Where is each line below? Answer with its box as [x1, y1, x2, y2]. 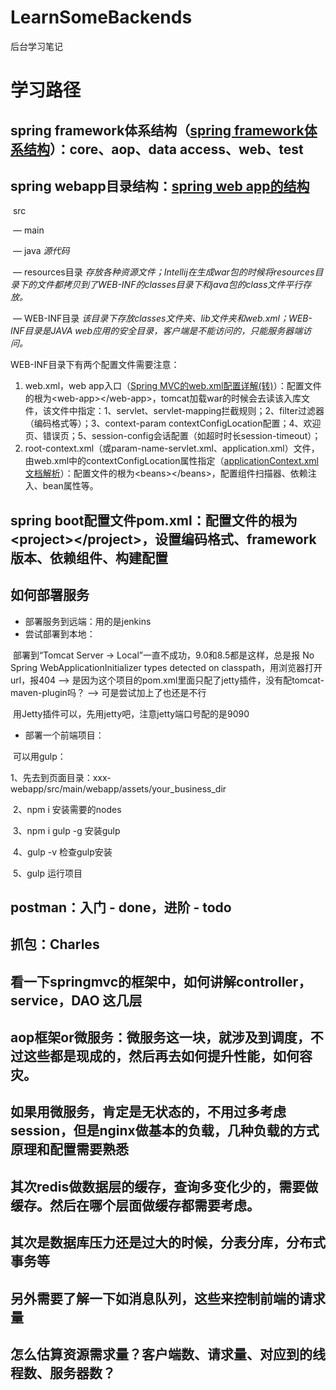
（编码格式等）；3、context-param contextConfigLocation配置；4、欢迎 [24, 417, 322, 430]
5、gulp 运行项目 [12, 867, 83, 879]
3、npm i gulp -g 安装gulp [12, 824, 121, 836]
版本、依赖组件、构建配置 [10, 549, 168, 566]
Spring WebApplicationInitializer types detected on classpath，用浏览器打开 [10, 661, 323, 673]
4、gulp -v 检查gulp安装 [12, 846, 113, 858]
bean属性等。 [42, 480, 99, 492]
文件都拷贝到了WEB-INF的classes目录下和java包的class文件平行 [36, 279, 303, 291]
